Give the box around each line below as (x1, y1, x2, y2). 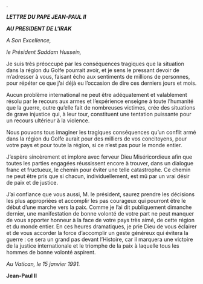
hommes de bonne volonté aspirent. (6, 249, 96, 256)
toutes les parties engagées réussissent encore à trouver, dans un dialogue (6, 160, 194, 167)
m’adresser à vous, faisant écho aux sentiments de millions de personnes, (6, 73, 190, 80)
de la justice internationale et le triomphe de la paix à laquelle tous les (6, 242, 179, 249)
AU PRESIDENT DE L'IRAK (6, 25, 72, 32)
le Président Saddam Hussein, (6, 48, 82, 56)
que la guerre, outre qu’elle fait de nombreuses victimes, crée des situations (6, 104, 196, 111)
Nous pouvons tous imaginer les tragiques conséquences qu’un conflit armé (6, 129, 196, 136)
